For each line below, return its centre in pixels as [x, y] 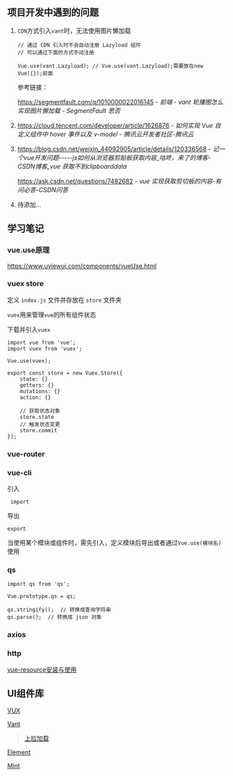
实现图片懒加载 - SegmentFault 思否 [69, 111]
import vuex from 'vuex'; [45, 349]
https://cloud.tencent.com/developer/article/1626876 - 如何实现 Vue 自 [119, 125]
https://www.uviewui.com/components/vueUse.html [82, 266]
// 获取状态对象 [40, 411]
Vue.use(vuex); [29, 361]
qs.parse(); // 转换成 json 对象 [55, 617]
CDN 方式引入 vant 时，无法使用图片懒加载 [74, 31]
